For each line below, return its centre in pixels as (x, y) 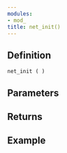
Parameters (33, 93)
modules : (20, 14)
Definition (29, 55)
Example (27, 141)
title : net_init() (34, 27)
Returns (25, 117)
